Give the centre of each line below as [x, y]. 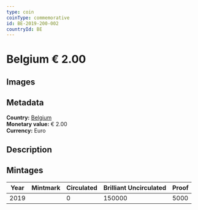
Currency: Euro [26, 130]
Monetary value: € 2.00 [37, 124]
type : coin [20, 12]
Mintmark [46, 187]
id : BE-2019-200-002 [33, 23]
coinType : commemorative [38, 18]
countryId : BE [25, 29]
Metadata [25, 103]
